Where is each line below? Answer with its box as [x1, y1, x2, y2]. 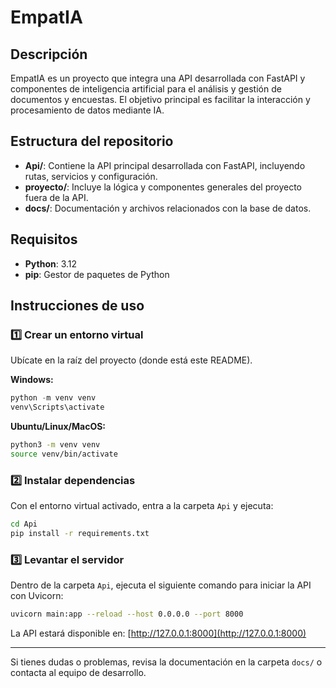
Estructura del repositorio [10, 133, 174, 150]
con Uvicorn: [10, 590, 64, 602]
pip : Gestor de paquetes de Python [24, 268, 170, 280]
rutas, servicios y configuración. [24, 170, 158, 182]
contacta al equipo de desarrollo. [10, 667, 147, 679]
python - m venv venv [10, 393, 97, 403]
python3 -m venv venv [10, 440, 101, 450]
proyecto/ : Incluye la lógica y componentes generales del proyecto [24, 181, 302, 193]
